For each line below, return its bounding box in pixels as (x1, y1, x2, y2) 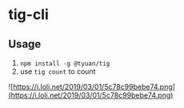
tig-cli (8, 6, 50, 24)
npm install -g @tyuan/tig (19, 60, 110, 67)
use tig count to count (19, 67, 96, 76)
